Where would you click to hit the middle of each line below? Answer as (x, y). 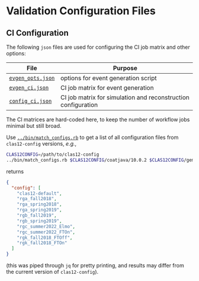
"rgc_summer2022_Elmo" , (46, 226)
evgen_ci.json (29, 88)
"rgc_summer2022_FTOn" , (46, 232)
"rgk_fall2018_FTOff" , (45, 238)
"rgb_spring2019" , (39, 221)
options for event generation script (108, 78)
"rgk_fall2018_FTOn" (42, 243)
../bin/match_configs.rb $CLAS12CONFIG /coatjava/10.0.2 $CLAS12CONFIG (95, 160)
